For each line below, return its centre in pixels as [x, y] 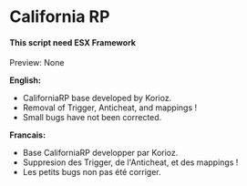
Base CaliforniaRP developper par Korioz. [100, 153]
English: [25, 80]
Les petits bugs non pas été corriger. [92, 172]
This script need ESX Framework [73, 42]
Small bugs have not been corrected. [92, 118]
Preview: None [37, 63]
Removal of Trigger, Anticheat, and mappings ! [110, 108]
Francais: [28, 135]
